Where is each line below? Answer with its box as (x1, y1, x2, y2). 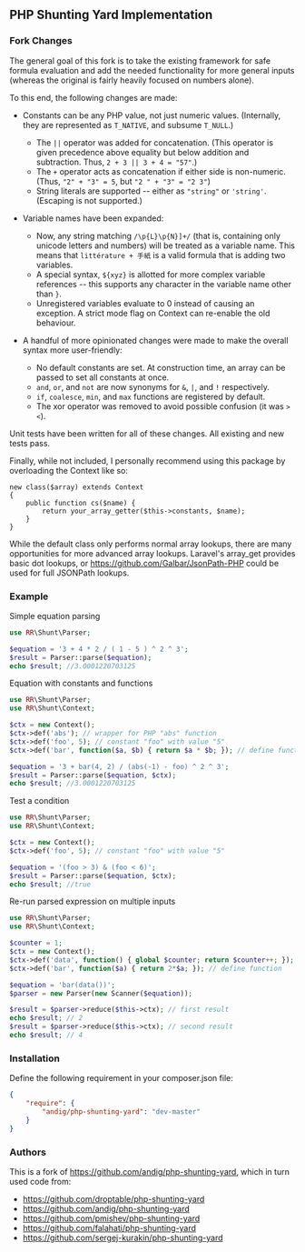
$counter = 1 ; (9, 938, 64, 948)
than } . (35, 288, 62, 299)
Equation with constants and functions (9, 677, 153, 689)
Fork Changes (9, 35, 73, 47)
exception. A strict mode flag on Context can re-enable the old (35, 307, 271, 318)
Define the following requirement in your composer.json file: (9, 1073, 233, 1084)
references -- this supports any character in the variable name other (35, 278, 292, 289)
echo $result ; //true (9, 879, 92, 889)
